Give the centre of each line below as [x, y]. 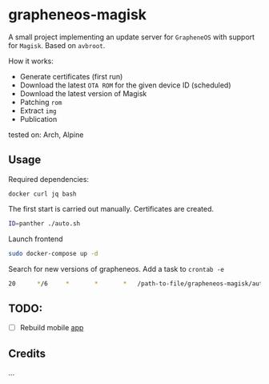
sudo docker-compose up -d [53, 253]
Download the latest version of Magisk [83, 93]
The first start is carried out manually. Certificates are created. [111, 208]
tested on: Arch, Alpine [46, 135]
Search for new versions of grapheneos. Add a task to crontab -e [116, 269]
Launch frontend [36, 239]
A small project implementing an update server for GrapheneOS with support [131, 37]
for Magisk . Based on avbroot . [57, 45]
